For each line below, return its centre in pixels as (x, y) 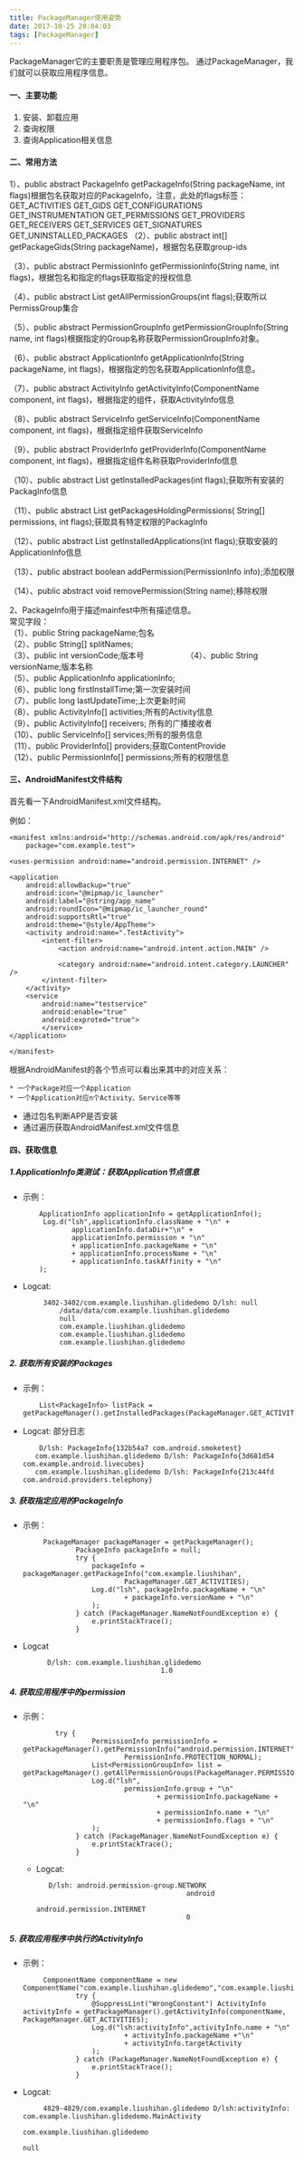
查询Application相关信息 (67, 139)
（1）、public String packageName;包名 (82, 632)
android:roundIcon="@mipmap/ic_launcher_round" (117, 909)
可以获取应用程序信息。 (69, 72)
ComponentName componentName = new (110, 1980)
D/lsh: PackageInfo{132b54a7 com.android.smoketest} (141, 1448)
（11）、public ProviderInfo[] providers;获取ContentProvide (118, 745)
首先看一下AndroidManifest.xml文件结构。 (88, 801)
